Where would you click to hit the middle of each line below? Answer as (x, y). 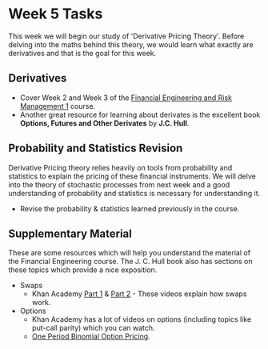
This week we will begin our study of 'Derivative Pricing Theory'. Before (126, 36)
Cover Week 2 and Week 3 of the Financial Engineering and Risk (126, 98)
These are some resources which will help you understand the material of (129, 253)
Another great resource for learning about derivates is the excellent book (140, 114)
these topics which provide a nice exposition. (83, 270)
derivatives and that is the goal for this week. (82, 53)
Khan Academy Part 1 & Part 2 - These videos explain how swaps (139, 294)
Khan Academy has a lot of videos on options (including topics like (142, 319)
